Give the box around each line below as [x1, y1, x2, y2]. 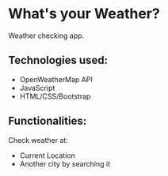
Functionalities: [8, 114, 87, 128]
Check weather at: [8, 135, 69, 144]
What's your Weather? [8, 5, 160, 23]
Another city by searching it [19, 159, 111, 168]
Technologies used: [8, 54, 109, 67]
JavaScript [19, 83, 55, 92]
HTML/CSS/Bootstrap [19, 92, 91, 101]
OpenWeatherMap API [19, 74, 93, 84]
